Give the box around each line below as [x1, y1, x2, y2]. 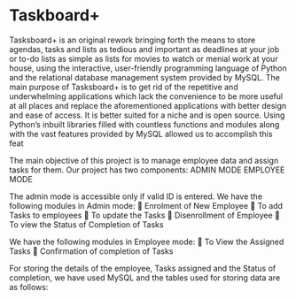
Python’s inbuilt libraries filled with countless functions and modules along [9, 119, 280, 129]
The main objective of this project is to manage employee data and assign [9, 155, 279, 165]
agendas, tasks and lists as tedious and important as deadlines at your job [9, 43, 280, 54]
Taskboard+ [9, 5, 100, 26]
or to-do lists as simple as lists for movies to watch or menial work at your [9, 53, 278, 64]
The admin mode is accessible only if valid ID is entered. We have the [9, 191, 263, 202]
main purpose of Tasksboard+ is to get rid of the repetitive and [9, 81, 238, 92]
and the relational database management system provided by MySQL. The [9, 72, 281, 82]
